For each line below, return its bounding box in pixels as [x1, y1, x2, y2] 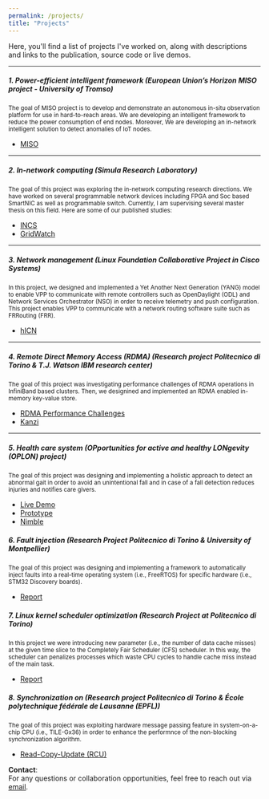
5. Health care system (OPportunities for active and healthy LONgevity [8, 443, 250, 452]
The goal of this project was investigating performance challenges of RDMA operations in [8, 380, 255, 389]
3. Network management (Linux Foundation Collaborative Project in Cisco [8, 255, 260, 265]
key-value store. [32, 395, 78, 403]
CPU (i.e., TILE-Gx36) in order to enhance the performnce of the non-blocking [21, 728, 238, 736]
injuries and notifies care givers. [8, 486, 97, 494]
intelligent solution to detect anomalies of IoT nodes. [8, 125, 152, 133]
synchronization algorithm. [8, 736, 82, 744]
